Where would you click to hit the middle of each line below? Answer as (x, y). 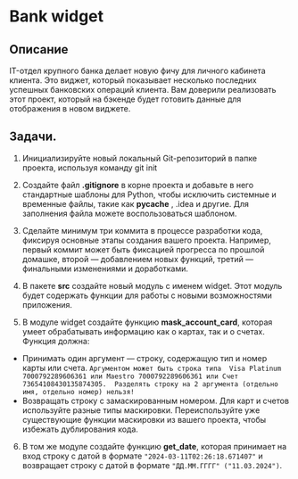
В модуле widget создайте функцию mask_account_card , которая (147, 322)
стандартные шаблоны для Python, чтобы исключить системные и (149, 194)
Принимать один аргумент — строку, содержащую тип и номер (145, 358)
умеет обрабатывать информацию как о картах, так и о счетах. (143, 331)
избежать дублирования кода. (80, 429)
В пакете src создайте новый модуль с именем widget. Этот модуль (152, 285)
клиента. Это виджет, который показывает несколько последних (133, 80)
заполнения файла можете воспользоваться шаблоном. (129, 213)
